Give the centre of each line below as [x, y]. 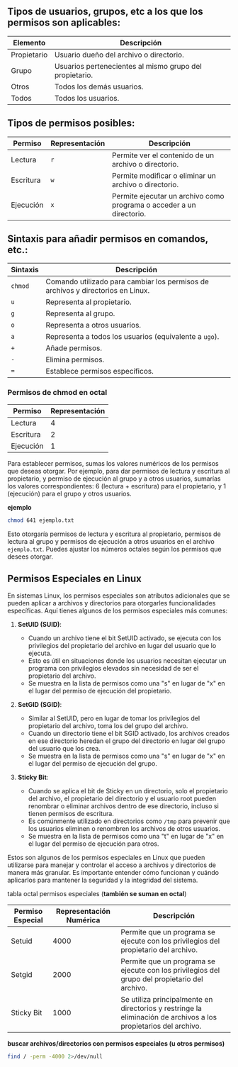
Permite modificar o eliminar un [164, 175]
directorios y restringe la [161, 1008]
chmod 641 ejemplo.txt [41, 520]
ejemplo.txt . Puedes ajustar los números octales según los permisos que [114, 549]
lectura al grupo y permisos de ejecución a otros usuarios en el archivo [111, 541]
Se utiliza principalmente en [166, 1000]
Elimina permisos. [75, 359]
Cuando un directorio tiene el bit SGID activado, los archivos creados [129, 734]
